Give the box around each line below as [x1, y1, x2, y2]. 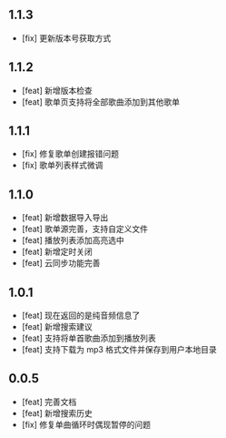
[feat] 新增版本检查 [21, 85, 93, 96]
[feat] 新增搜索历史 [21, 407, 93, 418]
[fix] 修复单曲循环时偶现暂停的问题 [21, 419, 152, 430]
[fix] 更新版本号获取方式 [21, 32, 112, 44]
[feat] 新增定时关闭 [21, 246, 93, 258]
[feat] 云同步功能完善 [21, 258, 101, 269]
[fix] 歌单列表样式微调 [21, 159, 103, 171]
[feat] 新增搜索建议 [21, 321, 93, 332]
